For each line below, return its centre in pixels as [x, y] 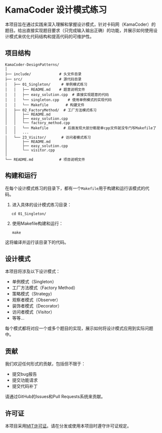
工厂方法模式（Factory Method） [45, 288]
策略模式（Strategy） [33, 294]
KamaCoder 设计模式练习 [56, 10]
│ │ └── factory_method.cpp [37, 123]
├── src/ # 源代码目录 [43, 79]
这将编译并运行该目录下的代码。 [37, 242]
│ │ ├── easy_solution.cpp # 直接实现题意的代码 [57, 95]
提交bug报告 [24, 374]
